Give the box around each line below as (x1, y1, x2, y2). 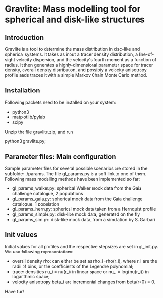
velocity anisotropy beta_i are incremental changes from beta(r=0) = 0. (12, 279, 156, 285)
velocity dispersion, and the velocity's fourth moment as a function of (16, 57, 157, 62)
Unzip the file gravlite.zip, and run (5, 129, 73, 135)
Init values (5, 231, 38, 239)
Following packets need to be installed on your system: (5, 99, 116, 105)
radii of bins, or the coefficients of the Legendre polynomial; (12, 263, 134, 270)
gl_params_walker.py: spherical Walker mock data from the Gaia (12, 185, 142, 191)
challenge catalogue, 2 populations (12, 190, 83, 196)
